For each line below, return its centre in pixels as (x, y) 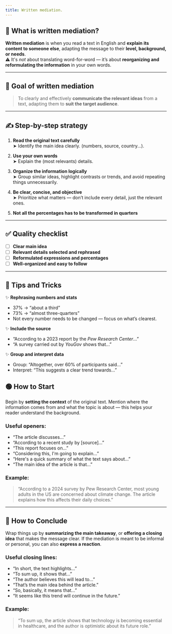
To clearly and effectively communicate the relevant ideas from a (88, 99)
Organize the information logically (50, 171)
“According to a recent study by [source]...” (58, 443)
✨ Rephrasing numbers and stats (41, 297)
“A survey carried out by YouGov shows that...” (62, 344)
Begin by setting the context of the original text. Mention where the (77, 402)
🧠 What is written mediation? (52, 31)
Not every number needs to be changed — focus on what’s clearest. (85, 319)
